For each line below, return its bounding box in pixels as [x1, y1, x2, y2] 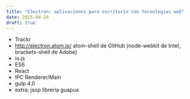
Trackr [14, 36, 31, 43]
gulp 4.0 [14, 80, 36, 87]
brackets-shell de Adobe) [14, 49, 77, 56]
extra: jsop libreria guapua [14, 87, 79, 94]
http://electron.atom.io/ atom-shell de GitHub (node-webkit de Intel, [14, 42, 181, 49]
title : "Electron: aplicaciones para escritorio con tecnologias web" [6, 8, 185, 15]
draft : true [6, 20, 36, 25]
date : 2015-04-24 [6, 14, 49, 20]
